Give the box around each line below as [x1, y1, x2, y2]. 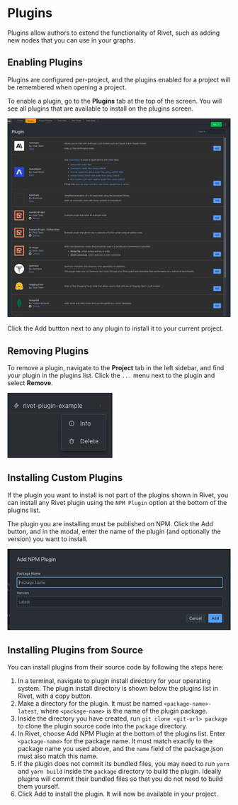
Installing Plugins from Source [7, 644, 144, 656]
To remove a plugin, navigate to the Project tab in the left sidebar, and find [7, 363, 225, 372]
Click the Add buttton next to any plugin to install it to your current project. [7, 324, 225, 333]
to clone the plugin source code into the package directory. [17, 722, 188, 731]
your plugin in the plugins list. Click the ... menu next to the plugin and [7, 371, 215, 379]
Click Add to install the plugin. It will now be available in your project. [17, 789, 218, 799]
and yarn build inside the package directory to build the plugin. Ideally [17, 767, 222, 776]
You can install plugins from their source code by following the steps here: [7, 663, 225, 672]
